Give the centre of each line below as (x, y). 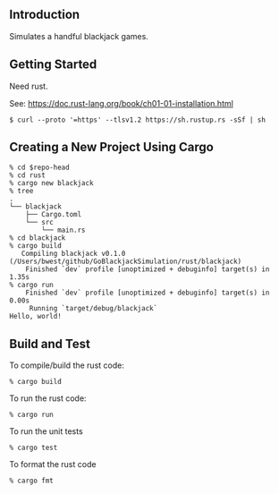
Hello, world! (36, 317)
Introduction (45, 15)
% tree (21, 192)
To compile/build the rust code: (67, 365)
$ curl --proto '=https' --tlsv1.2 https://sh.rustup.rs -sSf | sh (138, 120)
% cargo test (34, 448)
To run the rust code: (48, 398)
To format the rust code (53, 464)
